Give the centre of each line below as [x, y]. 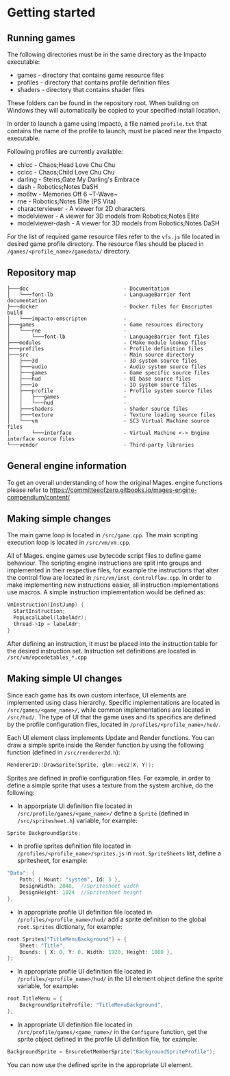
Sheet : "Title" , [43, 945]
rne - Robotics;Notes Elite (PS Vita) [66, 201]
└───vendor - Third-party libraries [101, 445]
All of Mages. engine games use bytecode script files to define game [104, 556]
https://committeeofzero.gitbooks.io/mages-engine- [123, 490]
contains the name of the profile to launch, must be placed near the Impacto [114, 131]
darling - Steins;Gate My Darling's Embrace [78, 179]
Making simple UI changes [65, 679]
